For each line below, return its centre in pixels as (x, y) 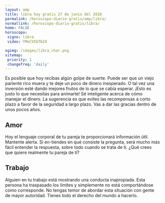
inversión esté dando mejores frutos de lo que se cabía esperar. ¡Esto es (78, 88)
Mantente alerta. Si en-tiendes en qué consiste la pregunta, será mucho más (82, 142)
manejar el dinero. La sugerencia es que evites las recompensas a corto (78, 99)
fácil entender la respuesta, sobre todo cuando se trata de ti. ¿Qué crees (79, 147)
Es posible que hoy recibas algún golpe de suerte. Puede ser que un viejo (80, 78)
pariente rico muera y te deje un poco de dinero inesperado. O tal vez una (80, 84)
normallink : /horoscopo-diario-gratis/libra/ (52, 23)
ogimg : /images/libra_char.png (37, 50)
